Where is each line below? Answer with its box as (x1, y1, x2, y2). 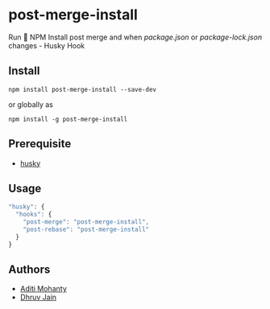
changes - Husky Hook (8, 40, 85, 50)
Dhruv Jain (19, 292, 57, 303)
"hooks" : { (15, 211, 52, 219)
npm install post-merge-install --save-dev (8, 85, 157, 93)
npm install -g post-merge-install (8, 115, 128, 123)
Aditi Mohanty (19, 284, 67, 294)
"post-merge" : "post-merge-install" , (23, 218, 150, 226)
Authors (8, 263, 51, 277)
